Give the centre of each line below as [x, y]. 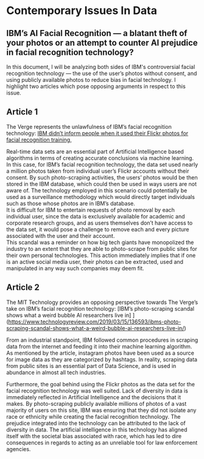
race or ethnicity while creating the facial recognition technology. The [93, 416]
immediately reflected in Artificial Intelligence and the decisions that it [94, 397]
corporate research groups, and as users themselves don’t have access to [100, 223]
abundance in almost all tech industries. [56, 372]
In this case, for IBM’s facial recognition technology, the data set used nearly [102, 164]
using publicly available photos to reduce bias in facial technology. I [91, 80]
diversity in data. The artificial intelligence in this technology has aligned [97, 429]
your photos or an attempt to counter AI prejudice [102, 42]
